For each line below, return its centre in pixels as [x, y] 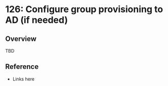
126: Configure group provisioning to [84, 9]
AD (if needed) [37, 20]
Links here [24, 79]
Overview [21, 39]
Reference [22, 67]
